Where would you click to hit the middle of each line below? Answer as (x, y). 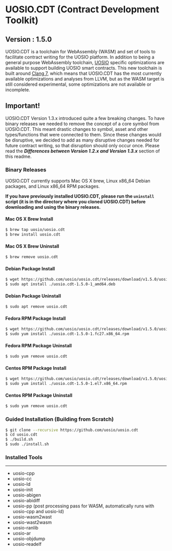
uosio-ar (22, 533)
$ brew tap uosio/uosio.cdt (35, 230)
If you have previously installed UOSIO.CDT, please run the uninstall (80, 196)
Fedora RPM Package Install (36, 318)
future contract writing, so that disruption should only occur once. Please (82, 145)
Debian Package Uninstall (33, 296)
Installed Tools (24, 457)
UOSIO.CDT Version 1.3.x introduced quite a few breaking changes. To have (85, 118)
